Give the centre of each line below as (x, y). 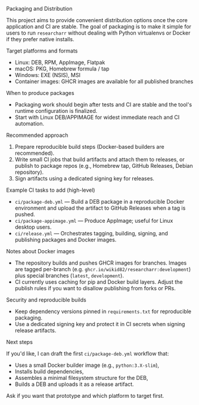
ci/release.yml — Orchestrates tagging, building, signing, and (91, 233)
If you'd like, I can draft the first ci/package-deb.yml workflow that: (88, 354)
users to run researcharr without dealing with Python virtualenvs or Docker (98, 33)
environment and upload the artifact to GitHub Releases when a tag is (100, 208)
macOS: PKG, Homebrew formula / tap (62, 69)
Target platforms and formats (42, 51)
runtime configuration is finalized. (56, 111)
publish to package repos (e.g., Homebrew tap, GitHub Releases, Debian (104, 166)
